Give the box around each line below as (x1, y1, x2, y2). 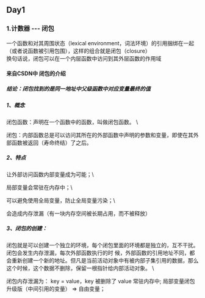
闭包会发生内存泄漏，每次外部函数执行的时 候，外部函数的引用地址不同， (6, 249, 190, 256)
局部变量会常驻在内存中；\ (6, 184, 73, 191)
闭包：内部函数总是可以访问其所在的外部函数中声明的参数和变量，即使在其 (6, 131, 193, 138)
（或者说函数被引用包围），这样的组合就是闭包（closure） (6, 47, 151, 54)
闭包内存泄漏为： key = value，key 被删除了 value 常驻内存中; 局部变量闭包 (6, 277, 195, 285)
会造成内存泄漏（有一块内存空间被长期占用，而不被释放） (6, 209, 151, 217)
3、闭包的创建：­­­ (6, 225, 48, 232)
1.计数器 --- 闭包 (6, 24, 55, 33)
